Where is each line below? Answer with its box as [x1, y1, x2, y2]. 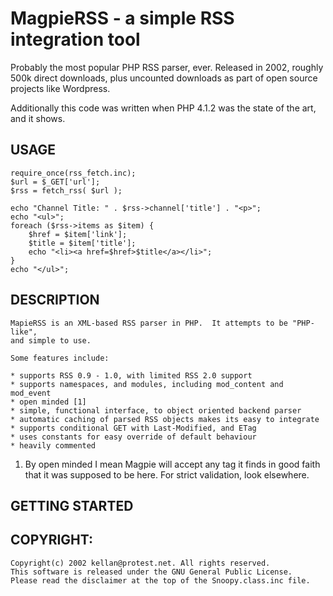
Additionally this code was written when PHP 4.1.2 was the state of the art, [10, 102, 317, 114]
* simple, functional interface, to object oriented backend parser [10, 405, 302, 416]
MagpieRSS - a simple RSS [10, 7, 235, 30]
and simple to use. [10, 335, 92, 346]
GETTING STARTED [10, 497, 134, 514]
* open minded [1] [10, 397, 87, 407]
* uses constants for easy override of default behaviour [10, 432, 257, 442]
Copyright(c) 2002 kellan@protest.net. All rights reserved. [10, 558, 271, 568]
